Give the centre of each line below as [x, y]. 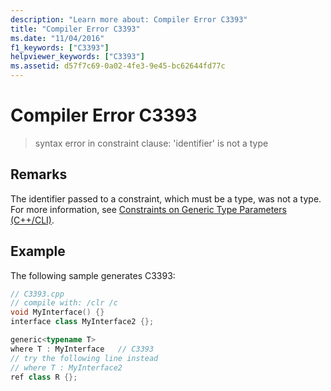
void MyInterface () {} [57, 312]
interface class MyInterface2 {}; [82, 322]
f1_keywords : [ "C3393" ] [60, 47]
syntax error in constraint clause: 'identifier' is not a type [151, 143]
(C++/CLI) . [32, 220]
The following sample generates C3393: [93, 275]
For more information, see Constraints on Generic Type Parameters [148, 209]
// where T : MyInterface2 [66, 367]
